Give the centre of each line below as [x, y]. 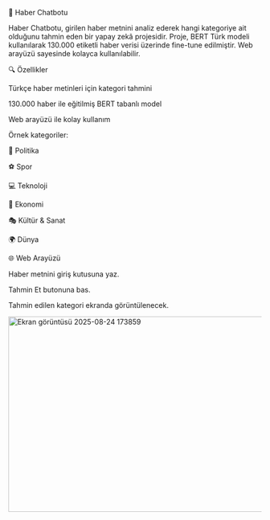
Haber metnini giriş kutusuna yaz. [64, 274]
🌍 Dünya [24, 240]
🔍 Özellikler [28, 70]
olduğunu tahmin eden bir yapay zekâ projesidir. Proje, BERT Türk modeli [129, 37]
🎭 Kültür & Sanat [37, 220]
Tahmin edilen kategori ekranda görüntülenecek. [88, 305]
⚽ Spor [20, 166]
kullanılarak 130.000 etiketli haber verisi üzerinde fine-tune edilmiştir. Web [131, 45]
